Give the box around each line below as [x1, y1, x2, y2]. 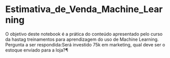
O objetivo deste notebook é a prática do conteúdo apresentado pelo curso [5, 31, 163, 37]
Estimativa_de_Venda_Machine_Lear [5, 4, 163, 15]
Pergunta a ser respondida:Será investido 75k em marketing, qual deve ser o [5, 41, 165, 47]
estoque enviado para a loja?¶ [5, 47, 69, 53]
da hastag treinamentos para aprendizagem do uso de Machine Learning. [5, 36, 159, 42]
